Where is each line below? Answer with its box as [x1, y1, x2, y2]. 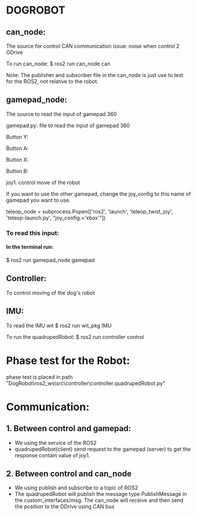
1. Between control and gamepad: [6, 424, 131, 434]
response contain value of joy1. [14, 451, 90, 459]
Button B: [6, 167, 29, 174]
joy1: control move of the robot [6, 179, 81, 186]
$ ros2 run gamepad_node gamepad [6, 257, 95, 264]
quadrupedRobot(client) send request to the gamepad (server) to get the [14, 445, 191, 452]
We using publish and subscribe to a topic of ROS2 [14, 484, 138, 491]
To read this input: [6, 229, 59, 237]
